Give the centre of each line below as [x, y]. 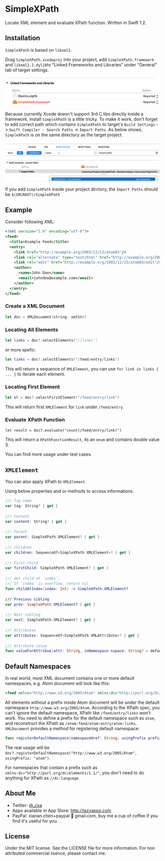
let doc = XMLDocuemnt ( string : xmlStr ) [46, 317]
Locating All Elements [32, 329]
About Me [20, 793]
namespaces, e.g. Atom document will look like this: [57, 684]
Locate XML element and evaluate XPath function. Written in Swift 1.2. [76, 23]
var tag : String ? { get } [31, 506]
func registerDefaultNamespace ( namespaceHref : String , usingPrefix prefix [83, 738]
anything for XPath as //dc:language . [42, 778]
